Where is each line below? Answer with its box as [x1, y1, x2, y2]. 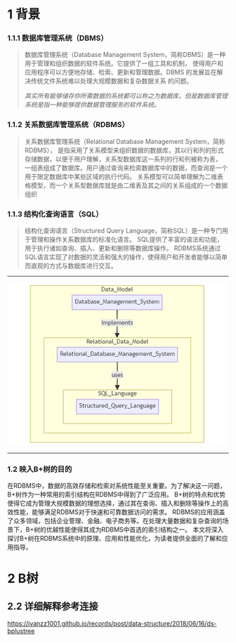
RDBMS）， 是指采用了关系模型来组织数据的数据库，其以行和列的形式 [24, 145, 224, 155]
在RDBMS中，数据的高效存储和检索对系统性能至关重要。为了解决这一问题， [7, 482, 226, 490]
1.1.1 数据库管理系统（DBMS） [7, 33, 108, 43]
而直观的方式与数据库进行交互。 [24, 261, 117, 270]
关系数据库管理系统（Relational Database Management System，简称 [24, 137, 226, 145]
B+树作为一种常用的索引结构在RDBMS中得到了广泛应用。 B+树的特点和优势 [7, 490, 226, 499]
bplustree [7, 627, 35, 636]
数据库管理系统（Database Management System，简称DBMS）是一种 [24, 51, 226, 59]
